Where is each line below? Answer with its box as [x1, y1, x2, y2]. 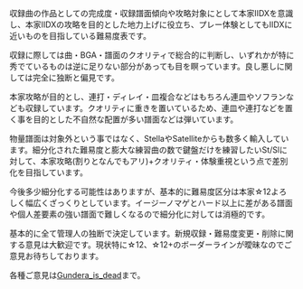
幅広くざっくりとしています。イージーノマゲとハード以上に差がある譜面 [24, 198, 294, 208]
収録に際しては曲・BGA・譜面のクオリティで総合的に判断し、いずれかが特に [9, 50, 295, 61]
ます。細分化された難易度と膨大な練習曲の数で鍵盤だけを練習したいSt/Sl [9, 144, 280, 155]
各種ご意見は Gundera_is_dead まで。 [9, 270, 146, 280]
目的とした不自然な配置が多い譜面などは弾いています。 [33, 114, 239, 125]
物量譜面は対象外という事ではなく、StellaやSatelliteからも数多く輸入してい [9, 134, 289, 144]
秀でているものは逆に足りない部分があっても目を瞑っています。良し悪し [9, 61, 278, 71]
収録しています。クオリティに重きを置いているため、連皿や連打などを [24, 103, 285, 113]
